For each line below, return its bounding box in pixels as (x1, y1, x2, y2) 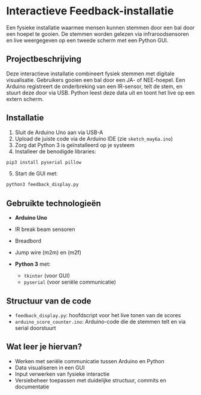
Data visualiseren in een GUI (14, 364, 85, 371)
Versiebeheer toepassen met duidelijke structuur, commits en (14, 376, 166, 384)
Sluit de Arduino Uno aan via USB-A (14, 129, 103, 136)
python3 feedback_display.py (6, 181, 79, 188)
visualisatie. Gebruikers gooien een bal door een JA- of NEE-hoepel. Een (6, 76, 185, 83)
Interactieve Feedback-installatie (6, 4, 174, 18)
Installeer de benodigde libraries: (14, 148, 97, 155)
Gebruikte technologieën (6, 198, 101, 208)
